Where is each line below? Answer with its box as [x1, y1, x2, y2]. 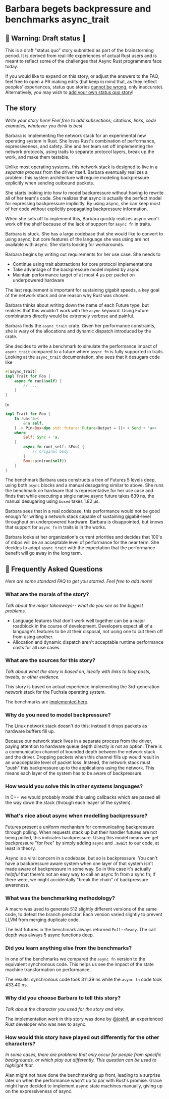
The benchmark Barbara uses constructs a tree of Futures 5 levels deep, [5, 477, 156, 483]
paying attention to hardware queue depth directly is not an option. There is [5, 743, 162, 749]
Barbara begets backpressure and [5, 3, 151, 15]
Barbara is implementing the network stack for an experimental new [5, 132, 146, 138]
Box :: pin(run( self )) [23, 458, 67, 463]
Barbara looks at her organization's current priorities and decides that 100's [5, 534, 162, 540]
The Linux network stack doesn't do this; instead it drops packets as [5, 723, 147, 729]
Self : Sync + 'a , [23, 435, 60, 440]
